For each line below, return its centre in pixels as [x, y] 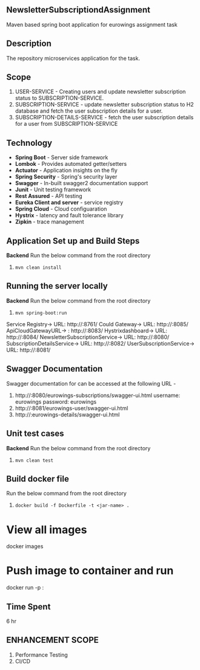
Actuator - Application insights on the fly [66, 170]
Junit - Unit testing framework [53, 189]
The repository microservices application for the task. [73, 58]
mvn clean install [38, 268]
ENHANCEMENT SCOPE [52, 640]
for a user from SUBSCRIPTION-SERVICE [66, 124]
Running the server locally [57, 286]
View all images [47, 530]
